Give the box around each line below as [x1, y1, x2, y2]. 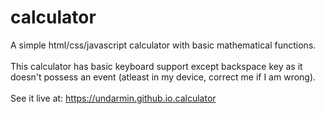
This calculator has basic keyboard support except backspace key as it [10, 60, 303, 72]
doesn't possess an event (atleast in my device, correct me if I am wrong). [10, 71, 317, 83]
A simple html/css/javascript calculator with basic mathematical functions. [10, 39, 317, 51]
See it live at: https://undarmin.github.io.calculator [10, 92, 217, 104]
